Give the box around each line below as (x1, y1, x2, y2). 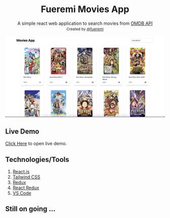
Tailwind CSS (12, 173, 40, 180)
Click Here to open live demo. (5, 141, 67, 147)
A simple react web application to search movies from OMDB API (17, 20, 153, 26)
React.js (12, 168, 30, 175)
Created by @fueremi (66, 26, 104, 31)
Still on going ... (5, 205, 56, 213)
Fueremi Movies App (40, 4, 130, 15)
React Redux (12, 185, 39, 191)
